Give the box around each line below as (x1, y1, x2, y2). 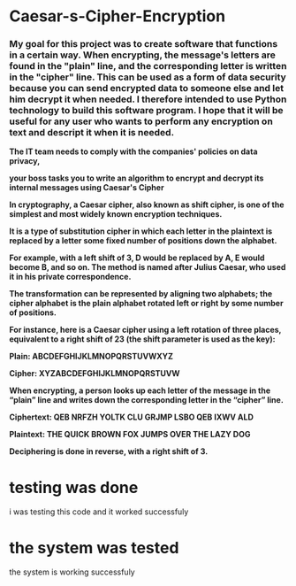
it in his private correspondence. (9, 272, 132, 282)
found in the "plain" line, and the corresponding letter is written (9, 60, 287, 73)
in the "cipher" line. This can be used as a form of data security (9, 71, 287, 83)
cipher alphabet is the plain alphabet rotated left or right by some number (9, 298, 285, 309)
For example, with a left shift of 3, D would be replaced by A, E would (9, 252, 265, 263)
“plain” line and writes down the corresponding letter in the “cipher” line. (9, 395, 285, 405)
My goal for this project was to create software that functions (9, 38, 278, 50)
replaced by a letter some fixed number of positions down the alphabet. (9, 235, 277, 246)
